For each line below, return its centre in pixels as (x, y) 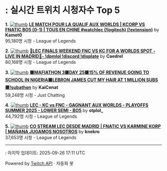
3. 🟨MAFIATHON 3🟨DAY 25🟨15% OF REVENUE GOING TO (77, 72)
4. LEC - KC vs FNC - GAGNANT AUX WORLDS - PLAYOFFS (77, 105)
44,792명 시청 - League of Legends (41, 116)
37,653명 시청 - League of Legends (41, 137)
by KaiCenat (45, 87)
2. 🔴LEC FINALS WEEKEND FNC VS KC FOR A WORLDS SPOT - (80, 51)
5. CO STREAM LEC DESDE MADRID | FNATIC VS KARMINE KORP (83, 126)
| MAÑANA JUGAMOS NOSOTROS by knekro (52, 131)
